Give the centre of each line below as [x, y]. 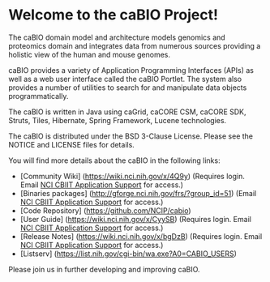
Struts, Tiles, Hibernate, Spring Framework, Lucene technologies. [118, 120]
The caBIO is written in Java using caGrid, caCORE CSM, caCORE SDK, [127, 112]
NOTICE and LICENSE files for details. [72, 144]
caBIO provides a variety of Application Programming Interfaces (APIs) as [131, 70]
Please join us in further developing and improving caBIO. [104, 269]
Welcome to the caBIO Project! [114, 15]
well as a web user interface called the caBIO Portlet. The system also [125, 79]
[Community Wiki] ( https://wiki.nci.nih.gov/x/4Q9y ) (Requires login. [132, 176]
